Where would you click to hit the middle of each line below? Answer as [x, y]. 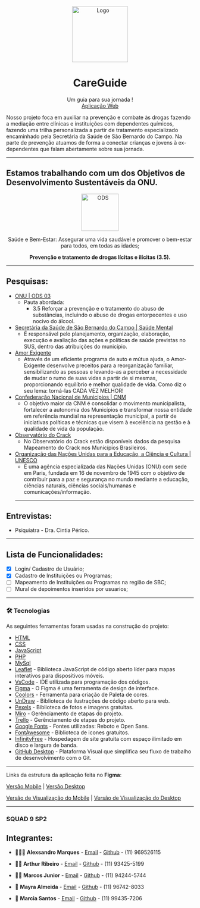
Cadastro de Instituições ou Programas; [63, 576]
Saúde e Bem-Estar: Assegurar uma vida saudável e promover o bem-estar [100, 239]
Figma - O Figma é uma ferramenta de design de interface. [87, 688]
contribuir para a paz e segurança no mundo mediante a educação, [106, 479]
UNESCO [26, 460]
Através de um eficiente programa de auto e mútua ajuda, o [96, 359]
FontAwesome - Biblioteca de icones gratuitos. [72, 732]
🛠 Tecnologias [28, 611]
